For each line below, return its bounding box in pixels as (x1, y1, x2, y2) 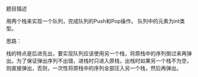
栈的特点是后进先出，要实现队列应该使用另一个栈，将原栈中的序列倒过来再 (6, 50, 187, 57)
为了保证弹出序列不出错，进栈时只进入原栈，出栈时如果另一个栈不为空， (16, 58, 192, 64)
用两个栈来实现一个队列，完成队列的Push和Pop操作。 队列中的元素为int (6, 18, 180, 25)
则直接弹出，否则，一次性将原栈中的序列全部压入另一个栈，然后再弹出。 (6, 65, 181, 72)
